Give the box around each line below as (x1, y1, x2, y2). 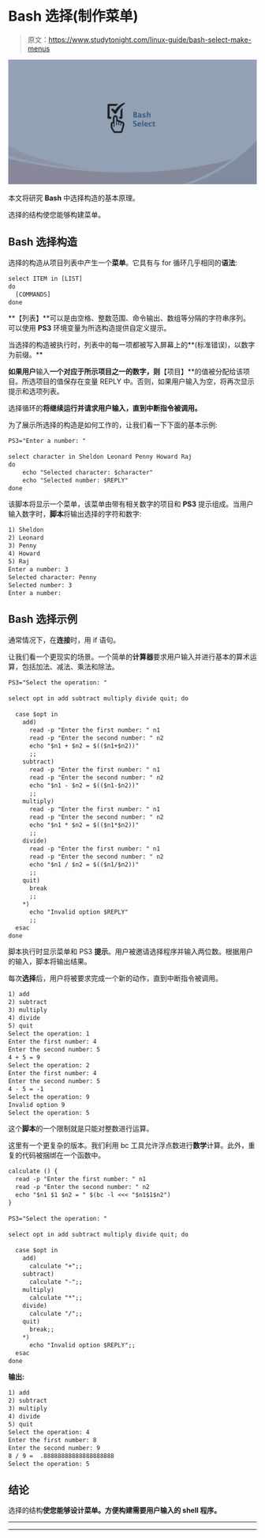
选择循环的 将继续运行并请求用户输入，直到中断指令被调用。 (8, 403, 202, 412)
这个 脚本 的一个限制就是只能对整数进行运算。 (8, 1123, 154, 1133)
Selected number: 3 (8, 581, 73, 589)
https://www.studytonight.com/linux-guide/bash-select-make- (48, 35, 252, 44)
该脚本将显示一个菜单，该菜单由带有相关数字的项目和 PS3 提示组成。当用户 (8, 499, 254, 509)
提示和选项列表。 (8, 386, 64, 396)
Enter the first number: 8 (8, 1436, 97, 1444)
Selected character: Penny (8, 573, 97, 581)
